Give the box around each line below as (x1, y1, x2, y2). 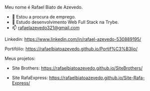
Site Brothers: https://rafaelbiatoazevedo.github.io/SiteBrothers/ (11, 65, 143, 71)
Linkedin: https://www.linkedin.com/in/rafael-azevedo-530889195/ (4, 36, 142, 42)
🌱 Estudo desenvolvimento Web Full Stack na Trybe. (11, 19, 119, 25)
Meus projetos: (4, 56, 36, 61)
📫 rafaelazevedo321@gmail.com (11, 25, 80, 30)
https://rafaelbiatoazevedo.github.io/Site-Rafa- (49, 75, 145, 81)
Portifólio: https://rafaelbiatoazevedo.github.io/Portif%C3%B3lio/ (4, 46, 138, 52)
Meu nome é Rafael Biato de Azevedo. (4, 4, 83, 10)
